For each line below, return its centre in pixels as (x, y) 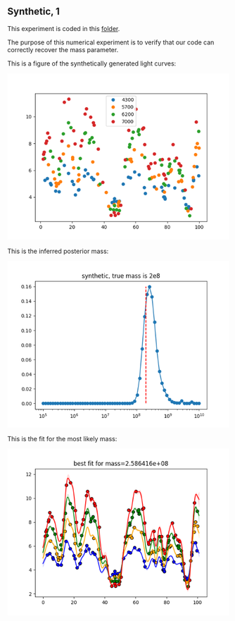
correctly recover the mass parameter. (63, 49)
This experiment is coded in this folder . (64, 28)
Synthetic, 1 (33, 12)
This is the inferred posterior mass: (58, 251)
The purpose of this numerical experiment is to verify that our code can (111, 42)
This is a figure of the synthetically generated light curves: (92, 63)
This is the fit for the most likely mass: (62, 438)
